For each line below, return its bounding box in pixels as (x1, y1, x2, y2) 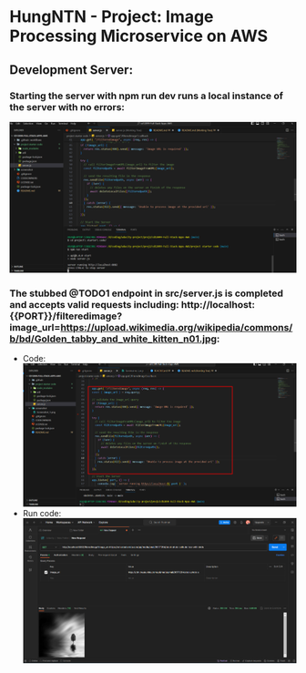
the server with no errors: (9, 100, 126, 113)
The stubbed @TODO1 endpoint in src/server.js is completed (9, 287, 284, 300)
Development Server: (9, 62, 134, 77)
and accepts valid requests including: (9, 298, 179, 311)
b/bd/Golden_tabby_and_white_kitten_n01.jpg (9, 332, 217, 345)
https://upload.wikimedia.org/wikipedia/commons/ (60, 321, 293, 333)
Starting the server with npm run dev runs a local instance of (9, 89, 284, 102)
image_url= (9, 321, 61, 333)
